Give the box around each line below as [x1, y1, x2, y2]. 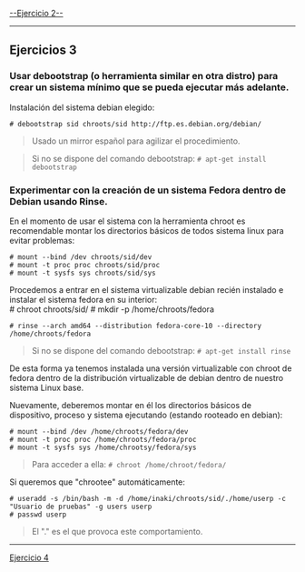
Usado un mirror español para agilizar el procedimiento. [31, 135, 241, 146]
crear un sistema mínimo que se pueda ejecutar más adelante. [9, 81, 290, 94]
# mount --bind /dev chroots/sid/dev [9, 252, 152, 262]
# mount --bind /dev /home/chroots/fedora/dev [9, 426, 189, 436]
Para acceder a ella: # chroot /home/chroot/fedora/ [31, 458, 227, 469]
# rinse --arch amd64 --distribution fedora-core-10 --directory [9, 321, 261, 330]
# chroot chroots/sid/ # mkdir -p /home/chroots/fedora [9, 304, 215, 315]
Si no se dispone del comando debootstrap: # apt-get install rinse [31, 345, 291, 356]
